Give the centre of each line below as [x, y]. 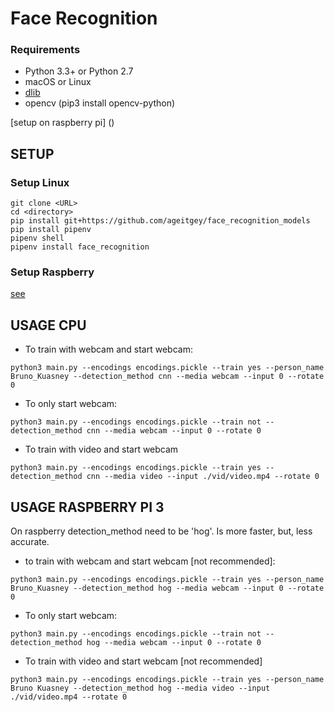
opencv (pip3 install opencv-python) [100, 103]
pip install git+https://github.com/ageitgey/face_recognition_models [160, 221]
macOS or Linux [58, 82]
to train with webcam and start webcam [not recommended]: [150, 561]
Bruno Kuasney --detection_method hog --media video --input [140, 688]
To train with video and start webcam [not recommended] [143, 661]
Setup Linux [40, 182]
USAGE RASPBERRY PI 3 [87, 507]
